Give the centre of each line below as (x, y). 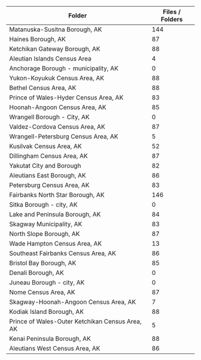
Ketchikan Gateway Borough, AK (55, 49)
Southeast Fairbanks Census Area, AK (63, 253)
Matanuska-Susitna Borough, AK (56, 29)
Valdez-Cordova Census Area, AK (57, 127)
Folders (172, 19)
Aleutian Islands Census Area (50, 58)
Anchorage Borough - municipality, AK (64, 68)
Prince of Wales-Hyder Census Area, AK (66, 97)
